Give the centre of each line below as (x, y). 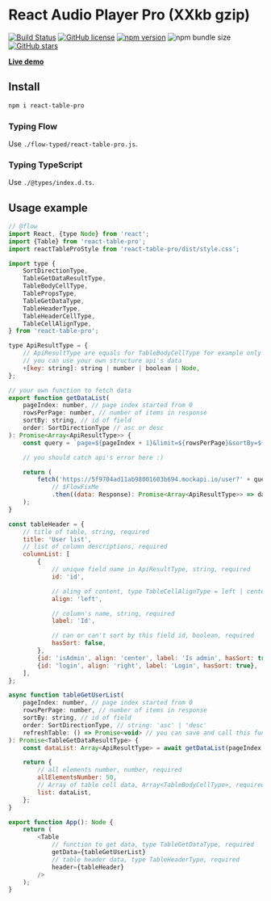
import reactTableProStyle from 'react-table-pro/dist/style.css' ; (124, 249)
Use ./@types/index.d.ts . (51, 183)
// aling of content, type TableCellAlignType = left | (147, 592)
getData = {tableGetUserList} (99, 853)
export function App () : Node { (61, 822)
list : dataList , (65, 792)
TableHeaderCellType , (59, 316)
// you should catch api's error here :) (93, 457)
